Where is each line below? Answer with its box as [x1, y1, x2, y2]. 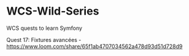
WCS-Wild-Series [6, 4, 99, 18]
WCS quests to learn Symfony [6, 24, 83, 32]
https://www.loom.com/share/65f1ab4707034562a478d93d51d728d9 [6, 43, 183, 50]
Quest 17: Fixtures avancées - [6, 36, 82, 43]
